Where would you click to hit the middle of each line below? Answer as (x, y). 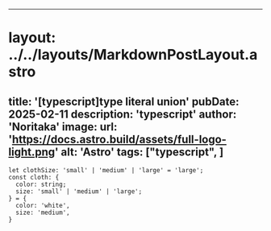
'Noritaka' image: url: (63, 127)
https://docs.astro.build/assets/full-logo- (119, 139)
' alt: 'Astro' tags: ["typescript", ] (140, 152)
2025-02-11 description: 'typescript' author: (123, 114)
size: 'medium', (43, 212)
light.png (32, 152)
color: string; (41, 184)
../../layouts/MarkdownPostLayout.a (133, 55)
